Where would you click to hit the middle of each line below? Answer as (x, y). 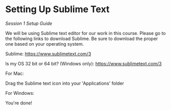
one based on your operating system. (45, 44)
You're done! (19, 103)
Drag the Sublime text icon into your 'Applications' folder (65, 83)
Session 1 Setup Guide (29, 23)
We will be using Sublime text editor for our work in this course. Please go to (86, 33)
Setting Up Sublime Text (57, 9)
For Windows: (20, 93)
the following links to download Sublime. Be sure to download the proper (82, 39)
